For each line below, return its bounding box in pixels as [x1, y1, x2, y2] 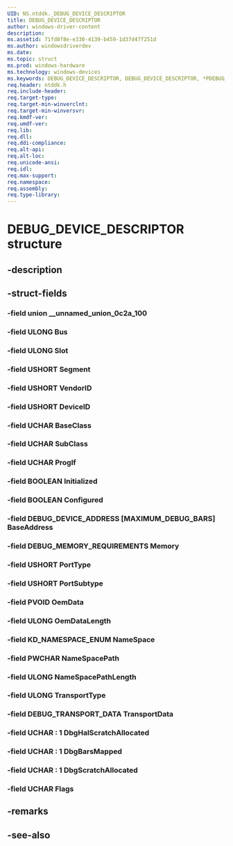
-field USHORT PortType [7, 560, 92, 570]
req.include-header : [7, 88, 67, 95]
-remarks [7, 806, 49, 817]
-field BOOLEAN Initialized [7, 476, 98, 486]
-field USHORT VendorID [7, 383, 92, 393]
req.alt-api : [7, 146, 45, 153]
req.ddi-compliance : [7, 140, 67, 147]
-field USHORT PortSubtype [7, 579, 104, 588]
